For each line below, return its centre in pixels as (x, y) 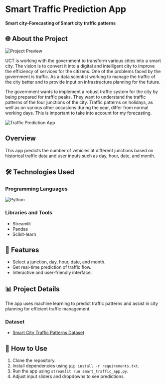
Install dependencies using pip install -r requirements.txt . (76, 366)
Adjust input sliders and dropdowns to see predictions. (69, 376)
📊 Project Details (32, 289)
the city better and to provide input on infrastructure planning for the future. (83, 82)
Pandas (20, 229)
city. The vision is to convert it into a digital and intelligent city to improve (80, 66)
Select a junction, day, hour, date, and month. (59, 262)
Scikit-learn (24, 234)
